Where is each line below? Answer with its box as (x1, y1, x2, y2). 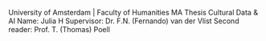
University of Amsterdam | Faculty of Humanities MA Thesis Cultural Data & (8, 8, 259, 17)
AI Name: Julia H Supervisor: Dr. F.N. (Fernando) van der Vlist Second (8, 16, 239, 26)
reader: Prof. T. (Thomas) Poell (8, 25, 111, 34)
